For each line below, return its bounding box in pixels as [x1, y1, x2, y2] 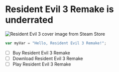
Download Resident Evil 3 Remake [12, 55, 83, 61]
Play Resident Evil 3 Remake [12, 61, 71, 67]
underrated [5, 14, 54, 26]
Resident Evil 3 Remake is [5, 4, 114, 15]
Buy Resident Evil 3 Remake [12, 49, 70, 56]
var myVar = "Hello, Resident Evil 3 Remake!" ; [5, 40, 107, 46]
